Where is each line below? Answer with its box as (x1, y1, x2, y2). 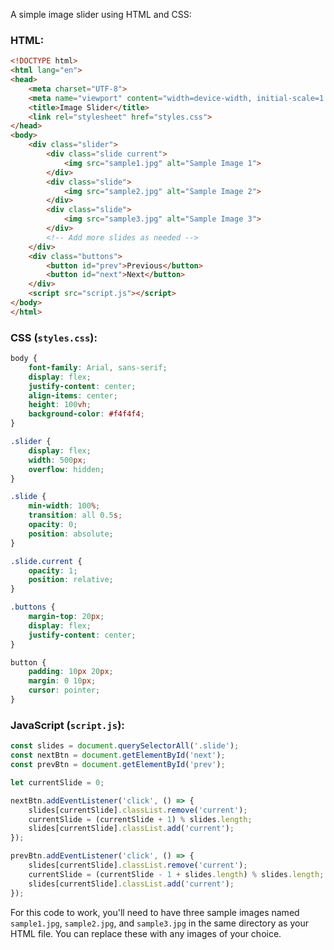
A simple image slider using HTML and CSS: (10, 9, 192, 20)
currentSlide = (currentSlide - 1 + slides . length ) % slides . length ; (28, 869, 325, 879)
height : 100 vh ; (28, 400, 92, 410)
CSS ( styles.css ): (10, 330, 98, 344)
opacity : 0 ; (28, 520, 78, 530)
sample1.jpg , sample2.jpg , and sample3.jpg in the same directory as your (10, 917, 309, 929)
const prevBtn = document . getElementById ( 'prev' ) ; (10, 760, 226, 770)
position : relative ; (28, 575, 114, 585)
